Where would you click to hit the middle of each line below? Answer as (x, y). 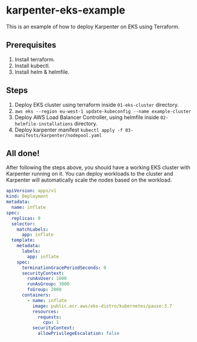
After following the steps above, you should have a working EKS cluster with (98, 167)
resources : (46, 311)
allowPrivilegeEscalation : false (78, 334)
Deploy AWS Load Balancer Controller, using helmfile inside (87, 117)
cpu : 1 (51, 323)
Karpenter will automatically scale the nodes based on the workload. (89, 180)
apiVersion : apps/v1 (31, 191)
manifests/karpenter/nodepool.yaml (58, 135)
